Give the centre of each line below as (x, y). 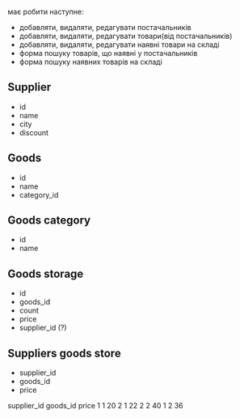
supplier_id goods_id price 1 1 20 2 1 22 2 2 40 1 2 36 (95, 406)
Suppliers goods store (65, 353)
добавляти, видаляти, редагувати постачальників (105, 27)
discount (34, 132)
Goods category (49, 221)
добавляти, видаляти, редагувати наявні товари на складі (119, 45)
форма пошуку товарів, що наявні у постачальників (108, 53)
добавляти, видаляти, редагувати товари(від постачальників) (126, 36)
